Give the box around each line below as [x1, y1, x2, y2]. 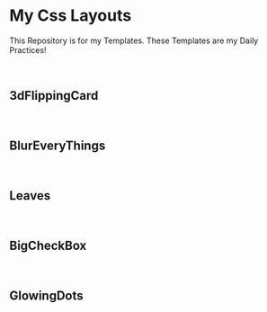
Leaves [9, 188, 51, 203]
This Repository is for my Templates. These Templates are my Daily [9, 35, 259, 46]
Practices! [9, 44, 47, 55]
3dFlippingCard [9, 88, 99, 103]
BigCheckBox [9, 237, 87, 253]
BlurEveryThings [9, 138, 106, 154]
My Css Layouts [9, 5, 132, 26]
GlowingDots [9, 288, 84, 303]
